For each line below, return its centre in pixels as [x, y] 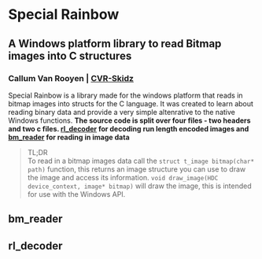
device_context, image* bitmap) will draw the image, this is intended [139, 186]
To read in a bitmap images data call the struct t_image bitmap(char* [140, 161]
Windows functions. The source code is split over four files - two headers [129, 120]
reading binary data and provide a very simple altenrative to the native [122, 112]
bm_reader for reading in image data [69, 137]
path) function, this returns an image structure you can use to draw [137, 169]
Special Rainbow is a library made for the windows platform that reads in [125, 95]
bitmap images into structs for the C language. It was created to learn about [131, 103]
